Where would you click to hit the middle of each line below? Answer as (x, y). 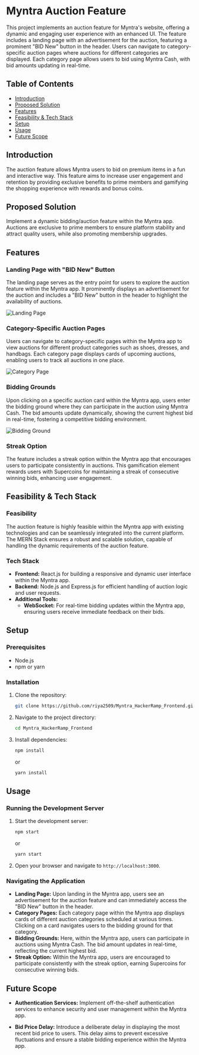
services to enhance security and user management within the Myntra (101, 1009)
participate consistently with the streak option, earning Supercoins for (100, 963)
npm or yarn (30, 667)
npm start (27, 832)
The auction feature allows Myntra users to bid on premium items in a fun (96, 169)
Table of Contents (40, 84)
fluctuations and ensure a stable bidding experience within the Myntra (100, 1040)
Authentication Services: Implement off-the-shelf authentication (94, 1003)
